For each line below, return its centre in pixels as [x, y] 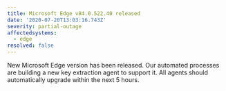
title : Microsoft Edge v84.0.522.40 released [74, 13]
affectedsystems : [32, 33]
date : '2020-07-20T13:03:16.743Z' [57, 20]
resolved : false [30, 45]
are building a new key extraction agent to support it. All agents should [108, 72]
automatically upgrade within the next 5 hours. [73, 80]
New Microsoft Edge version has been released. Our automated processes [113, 65]
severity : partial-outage [44, 26]
